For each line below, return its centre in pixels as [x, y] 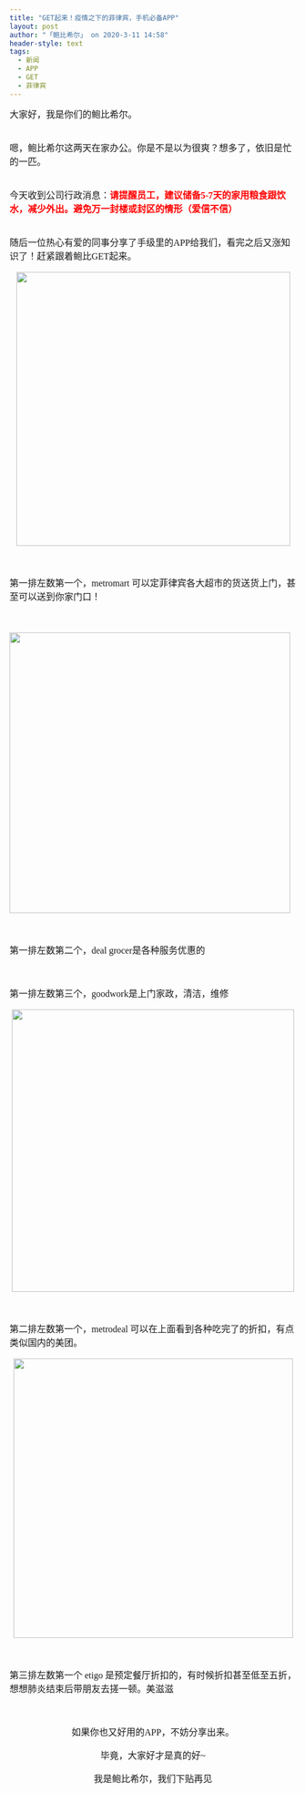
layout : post [34, 26]
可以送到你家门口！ [60, 597]
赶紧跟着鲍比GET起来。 [87, 256]
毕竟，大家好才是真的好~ [153, 1756]
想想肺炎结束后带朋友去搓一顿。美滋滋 [92, 1689]
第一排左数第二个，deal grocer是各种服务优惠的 [107, 950]
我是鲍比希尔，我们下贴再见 [152, 1778]
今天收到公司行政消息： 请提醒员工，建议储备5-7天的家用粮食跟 [143, 195]
